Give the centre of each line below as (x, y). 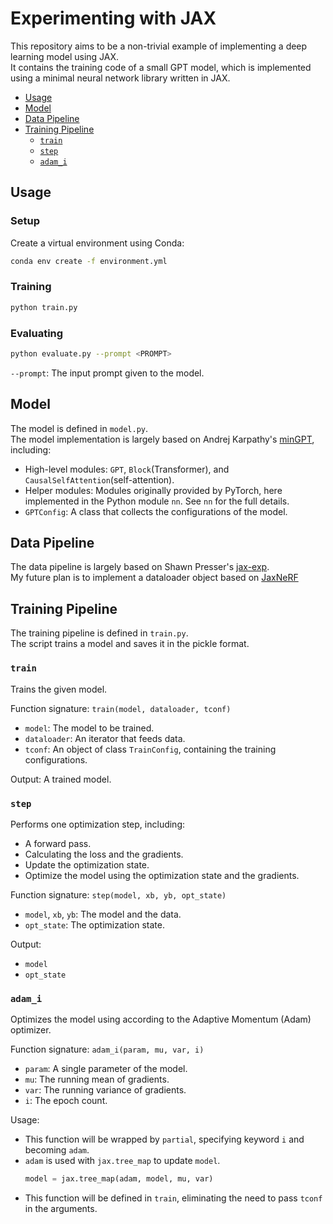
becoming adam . (57, 1150)
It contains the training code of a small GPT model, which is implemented (161, 67)
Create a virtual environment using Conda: (97, 243)
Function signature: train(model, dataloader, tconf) (121, 708)
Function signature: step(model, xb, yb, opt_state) (118, 894)
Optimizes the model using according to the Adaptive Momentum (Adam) (161, 1019)
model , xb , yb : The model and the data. (103, 914)
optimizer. (31, 1030)
